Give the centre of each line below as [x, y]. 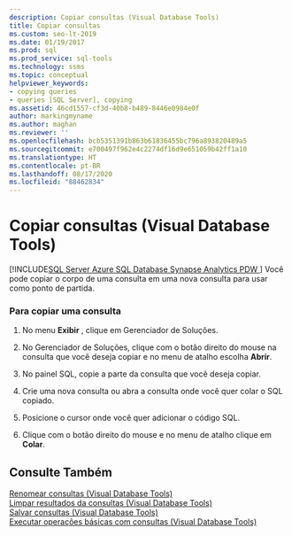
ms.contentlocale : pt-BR [55, 166]
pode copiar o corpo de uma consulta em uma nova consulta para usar [138, 279]
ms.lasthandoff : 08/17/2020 [61, 174]
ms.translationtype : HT [53, 157]
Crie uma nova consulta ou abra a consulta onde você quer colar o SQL [152, 392]
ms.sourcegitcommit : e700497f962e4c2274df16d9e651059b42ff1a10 [128, 149]
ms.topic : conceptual [49, 75]
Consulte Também [61, 472]
